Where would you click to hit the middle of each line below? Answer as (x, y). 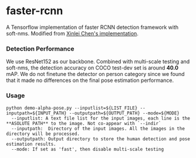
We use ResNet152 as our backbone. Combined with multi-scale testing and (98, 62)
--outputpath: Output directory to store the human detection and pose (101, 139)
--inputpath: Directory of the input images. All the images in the (98, 129)
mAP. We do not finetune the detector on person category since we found (95, 74)
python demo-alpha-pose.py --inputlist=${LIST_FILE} (72, 108)
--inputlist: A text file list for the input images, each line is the (101, 118)
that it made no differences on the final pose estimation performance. (90, 80)
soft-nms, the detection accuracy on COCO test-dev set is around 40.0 (92, 68)
